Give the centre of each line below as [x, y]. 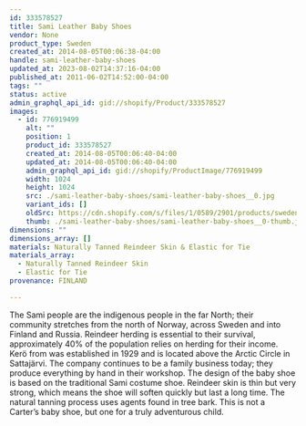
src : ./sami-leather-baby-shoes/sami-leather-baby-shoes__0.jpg [150, 196]
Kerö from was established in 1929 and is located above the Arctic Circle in [150, 353]
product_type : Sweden [51, 43]
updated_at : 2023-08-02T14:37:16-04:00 [85, 69]
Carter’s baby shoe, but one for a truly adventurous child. [117, 411]
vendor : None [34, 35]
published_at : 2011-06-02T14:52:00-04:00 [89, 78]
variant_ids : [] [57, 205]
